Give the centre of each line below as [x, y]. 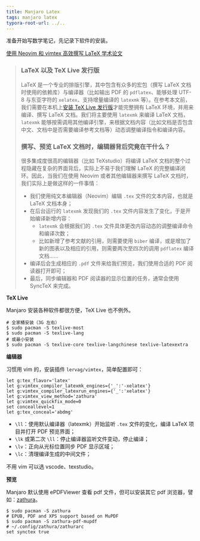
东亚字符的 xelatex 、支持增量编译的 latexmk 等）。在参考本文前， [111, 99]
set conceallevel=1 [30, 407]
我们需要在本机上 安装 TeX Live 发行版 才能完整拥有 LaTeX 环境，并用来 [107, 107]
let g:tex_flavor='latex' [38, 380]
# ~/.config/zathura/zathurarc [45, 527]
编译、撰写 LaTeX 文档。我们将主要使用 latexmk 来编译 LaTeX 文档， [104, 114]
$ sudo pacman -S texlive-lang [45, 333]
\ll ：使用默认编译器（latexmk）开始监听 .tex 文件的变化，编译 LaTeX [101, 424]
